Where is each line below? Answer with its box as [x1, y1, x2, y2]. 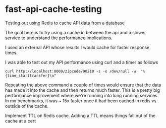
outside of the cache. [5, 103, 49, 109]
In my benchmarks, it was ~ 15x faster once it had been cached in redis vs [5, 98, 157, 104]
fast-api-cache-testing [5, 3, 103, 15]
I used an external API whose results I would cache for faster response [5, 44, 150, 50]
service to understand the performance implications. [5, 35, 112, 41]
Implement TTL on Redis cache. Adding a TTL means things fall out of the [5, 113, 156, 119]
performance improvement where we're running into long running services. [5, 92, 159, 98]
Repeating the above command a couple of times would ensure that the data [5, 82, 162, 88]
